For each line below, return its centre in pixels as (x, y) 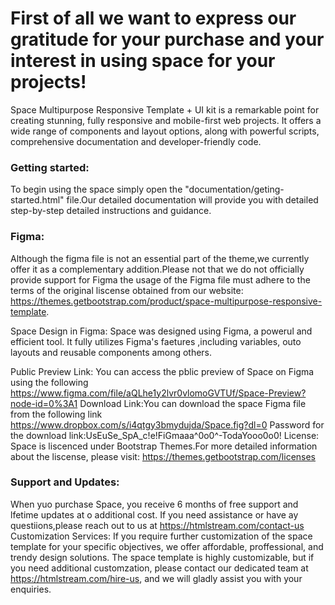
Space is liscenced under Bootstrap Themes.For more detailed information (164, 446)
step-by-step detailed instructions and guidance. (111, 211)
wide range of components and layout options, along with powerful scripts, (165, 131)
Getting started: (50, 167)
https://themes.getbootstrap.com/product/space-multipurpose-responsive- (166, 301)
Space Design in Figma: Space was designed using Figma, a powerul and (161, 331)
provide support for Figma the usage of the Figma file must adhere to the (160, 279)
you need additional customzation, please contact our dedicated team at (159, 568)
